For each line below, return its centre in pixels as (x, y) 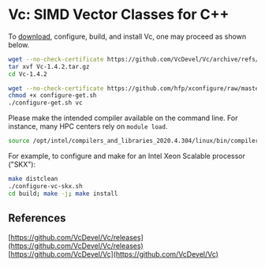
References (37, 218)
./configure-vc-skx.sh (45, 186)
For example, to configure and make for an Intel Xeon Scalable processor (127, 156)
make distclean (33, 179)
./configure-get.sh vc (45, 103)
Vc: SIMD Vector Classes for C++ (119, 15)
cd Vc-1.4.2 (28, 74)
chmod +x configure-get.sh (52, 96)
